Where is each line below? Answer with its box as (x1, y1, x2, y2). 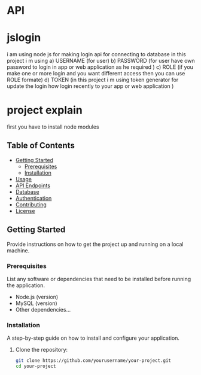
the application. (7, 282, 45, 289)
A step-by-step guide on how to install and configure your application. (7, 334, 180, 342)
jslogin (7, 31, 41, 45)
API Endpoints (15, 182, 50, 189)
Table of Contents (7, 141, 75, 151)
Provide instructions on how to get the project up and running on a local (7, 240, 184, 248)
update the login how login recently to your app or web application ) (7, 83, 174, 90)
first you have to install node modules (7, 123, 99, 130)
